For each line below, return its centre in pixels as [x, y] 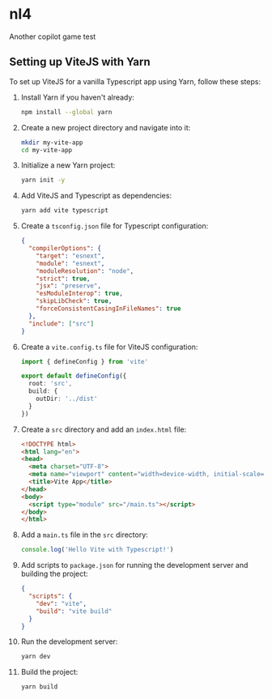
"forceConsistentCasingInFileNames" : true [108, 309]
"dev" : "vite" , [62, 603]
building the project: [54, 574]
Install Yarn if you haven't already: [77, 97]
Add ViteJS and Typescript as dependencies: [96, 196]
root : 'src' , [51, 384]
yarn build [39, 687]
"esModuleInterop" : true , [80, 294]
